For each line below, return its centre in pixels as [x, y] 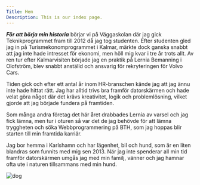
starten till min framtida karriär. [44, 133]
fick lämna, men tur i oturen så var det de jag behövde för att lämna [89, 121]
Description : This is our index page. [54, 17]
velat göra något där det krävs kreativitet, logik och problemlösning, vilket [96, 97]
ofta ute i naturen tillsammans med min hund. [62, 164]
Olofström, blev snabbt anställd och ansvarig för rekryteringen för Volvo [95, 66]
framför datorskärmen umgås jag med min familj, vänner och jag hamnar [95, 158]
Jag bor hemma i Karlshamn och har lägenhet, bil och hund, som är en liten [99, 145]
